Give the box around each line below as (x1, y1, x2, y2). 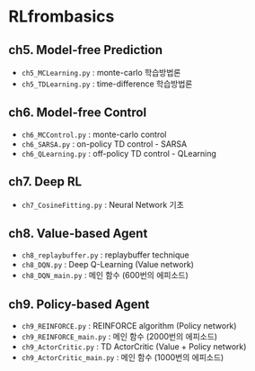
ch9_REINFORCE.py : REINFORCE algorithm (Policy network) (21, 321, 237, 331)
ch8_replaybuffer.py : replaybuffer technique (21, 249, 189, 260)
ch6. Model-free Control (8, 105, 147, 121)
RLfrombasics (8, 6, 115, 27)
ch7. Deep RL (8, 174, 83, 190)
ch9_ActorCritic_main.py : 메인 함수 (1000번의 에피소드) (21, 352, 224, 363)
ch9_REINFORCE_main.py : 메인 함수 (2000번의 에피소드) (21, 331, 217, 342)
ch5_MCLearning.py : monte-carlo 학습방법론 (21, 68, 181, 77)
